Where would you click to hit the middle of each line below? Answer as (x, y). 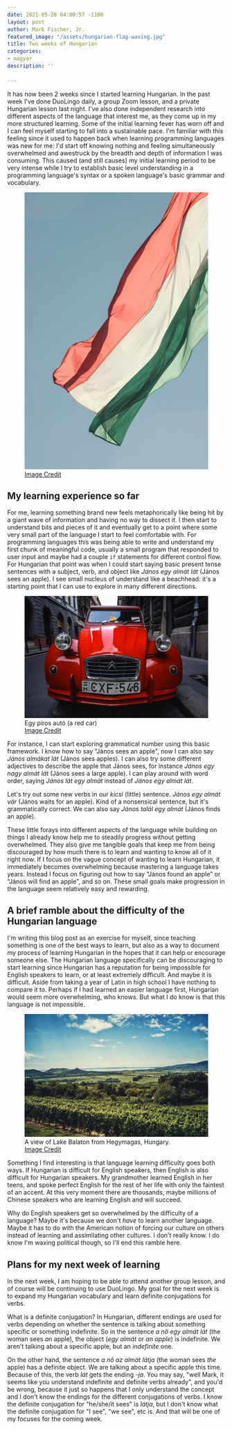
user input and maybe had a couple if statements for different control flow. (114, 557)
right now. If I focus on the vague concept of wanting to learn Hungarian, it (114, 859)
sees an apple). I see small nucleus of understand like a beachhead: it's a (112, 579)
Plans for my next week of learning (84, 1264)
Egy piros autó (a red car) (61, 723)
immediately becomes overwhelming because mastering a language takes (113, 866)
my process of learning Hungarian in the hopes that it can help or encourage (116, 953)
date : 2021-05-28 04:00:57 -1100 (55, 15)
